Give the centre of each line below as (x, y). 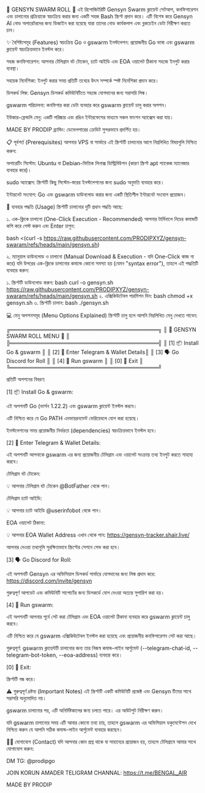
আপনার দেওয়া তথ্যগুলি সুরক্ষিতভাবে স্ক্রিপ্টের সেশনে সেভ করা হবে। (63, 547)
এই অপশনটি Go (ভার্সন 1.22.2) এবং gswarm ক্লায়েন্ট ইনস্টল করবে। (72, 406)
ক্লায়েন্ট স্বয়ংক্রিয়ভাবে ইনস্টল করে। (36, 49)
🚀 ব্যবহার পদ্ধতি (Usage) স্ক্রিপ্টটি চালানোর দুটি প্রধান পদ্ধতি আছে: (65, 207)
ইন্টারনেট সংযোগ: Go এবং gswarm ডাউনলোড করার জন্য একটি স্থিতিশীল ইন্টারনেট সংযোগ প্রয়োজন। (96, 195)
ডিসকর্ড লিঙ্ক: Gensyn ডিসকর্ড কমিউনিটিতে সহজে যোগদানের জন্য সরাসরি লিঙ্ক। (77, 93)
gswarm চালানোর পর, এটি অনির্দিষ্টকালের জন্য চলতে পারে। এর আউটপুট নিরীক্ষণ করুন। (85, 710)
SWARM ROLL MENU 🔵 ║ (38, 336)
